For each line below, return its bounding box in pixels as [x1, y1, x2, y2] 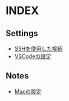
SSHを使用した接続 [14, 45, 63, 52]
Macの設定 [14, 88, 42, 95]
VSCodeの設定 [14, 53, 51, 60]
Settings [5, 28, 39, 39]
